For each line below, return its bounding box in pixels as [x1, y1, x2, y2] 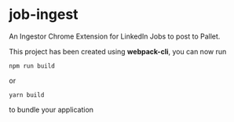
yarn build [9, 91, 45, 99]
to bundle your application [9, 105, 93, 114]
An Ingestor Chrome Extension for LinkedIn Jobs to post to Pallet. [9, 31, 221, 41]
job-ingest [9, 6, 79, 24]
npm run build [9, 61, 56, 70]
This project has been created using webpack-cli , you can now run [9, 46, 227, 56]
